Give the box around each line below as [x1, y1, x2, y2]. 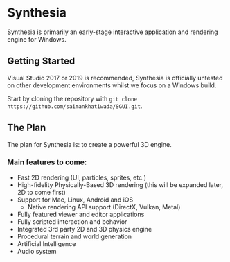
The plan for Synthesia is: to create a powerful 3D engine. [7, 140, 172, 148]
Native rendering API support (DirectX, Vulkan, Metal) [27, 202, 181, 211]
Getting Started [7, 55, 76, 67]
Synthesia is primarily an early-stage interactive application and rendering [7, 28, 218, 36]
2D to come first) [17, 188, 66, 196]
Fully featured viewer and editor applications [17, 210, 145, 218]
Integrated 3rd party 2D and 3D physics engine [17, 225, 152, 233]
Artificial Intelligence [17, 239, 76, 247]
